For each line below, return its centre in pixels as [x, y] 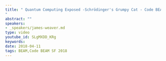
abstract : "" [19, 19]
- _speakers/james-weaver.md [35, 28]
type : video [17, 32]
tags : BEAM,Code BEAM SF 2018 [36, 51]
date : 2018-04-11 [23, 46]
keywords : [15, 42]
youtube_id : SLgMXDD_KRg [31, 37]
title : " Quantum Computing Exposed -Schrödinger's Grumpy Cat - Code [79, 10]
